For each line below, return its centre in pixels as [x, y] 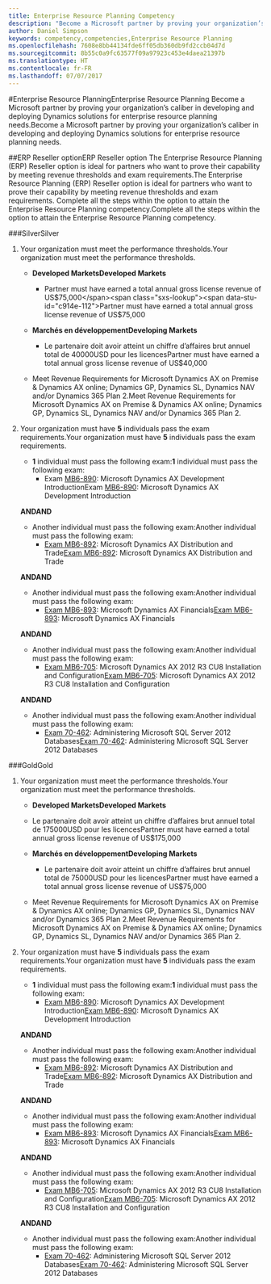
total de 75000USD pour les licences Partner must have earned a [151, 878]
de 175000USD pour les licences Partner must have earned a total [141, 829]
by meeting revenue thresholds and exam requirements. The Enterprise [126, 174]
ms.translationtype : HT [48, 61]
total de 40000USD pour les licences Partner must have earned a [152, 354]
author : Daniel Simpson [48, 31]
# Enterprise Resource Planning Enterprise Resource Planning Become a [127, 99]
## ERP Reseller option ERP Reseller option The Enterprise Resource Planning [135, 157]
